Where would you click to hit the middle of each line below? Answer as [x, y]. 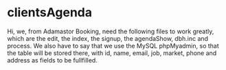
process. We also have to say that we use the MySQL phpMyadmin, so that [113, 46]
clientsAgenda [50, 13]
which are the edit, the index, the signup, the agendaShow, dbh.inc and [108, 38]
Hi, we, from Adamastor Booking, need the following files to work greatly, [111, 31]
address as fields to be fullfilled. [52, 60]
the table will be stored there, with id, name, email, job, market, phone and [112, 53]
